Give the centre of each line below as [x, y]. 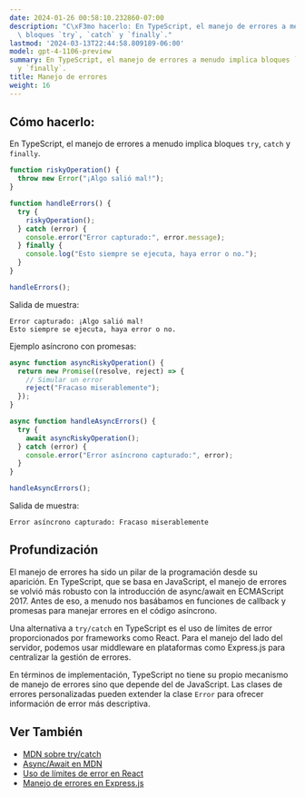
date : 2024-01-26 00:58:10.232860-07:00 [87, 18]
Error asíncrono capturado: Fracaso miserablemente [109, 523]
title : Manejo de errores [58, 77]
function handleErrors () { [60, 204]
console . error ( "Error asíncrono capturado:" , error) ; [129, 455]
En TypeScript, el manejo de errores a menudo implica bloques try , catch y [150, 144]
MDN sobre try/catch [62, 753]
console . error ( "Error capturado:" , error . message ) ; [125, 237]
